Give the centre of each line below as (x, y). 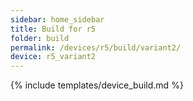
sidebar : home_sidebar (57, 19)
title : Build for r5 (53, 29)
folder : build (40, 38)
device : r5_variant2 (53, 57)
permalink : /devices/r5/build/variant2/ (96, 47)
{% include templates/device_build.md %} (97, 85)
